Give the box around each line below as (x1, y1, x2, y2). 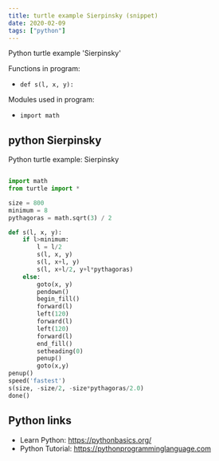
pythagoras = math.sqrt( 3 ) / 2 (8, 213, 112, 222)
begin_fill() (37, 295, 80, 304)
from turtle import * (8, 185, 80, 193)
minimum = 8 (8, 206, 48, 214)
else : (22, 272, 41, 280)
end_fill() (37, 340, 73, 348)
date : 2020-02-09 (8, 19, 66, 27)
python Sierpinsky (8, 133, 102, 147)
